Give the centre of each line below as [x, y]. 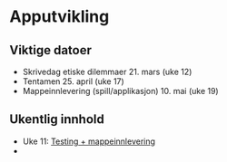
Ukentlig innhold [57, 119]
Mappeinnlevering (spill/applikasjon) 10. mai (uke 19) [121, 91]
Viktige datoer [51, 50]
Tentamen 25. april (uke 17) [73, 81]
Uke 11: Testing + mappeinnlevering [89, 141]
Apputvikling [59, 17]
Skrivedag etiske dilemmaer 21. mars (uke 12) [107, 71]
